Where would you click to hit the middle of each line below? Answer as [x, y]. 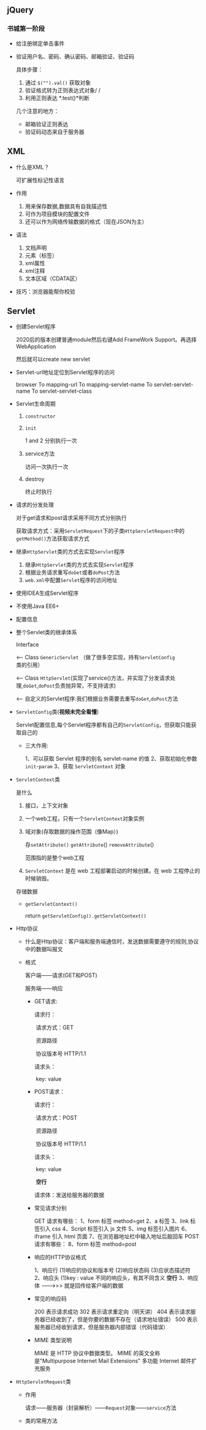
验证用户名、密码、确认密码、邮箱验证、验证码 [75, 56]
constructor [40, 417]
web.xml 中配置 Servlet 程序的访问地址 [71, 580]
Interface [27, 645]
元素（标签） [41, 255]
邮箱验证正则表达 [47, 124]
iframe [42, 1236]
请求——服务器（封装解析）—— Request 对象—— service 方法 [101, 1408]
